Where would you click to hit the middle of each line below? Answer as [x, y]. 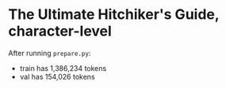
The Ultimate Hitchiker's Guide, [114, 15]
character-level [60, 31]
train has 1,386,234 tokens [63, 68]
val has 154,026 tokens [57, 76]
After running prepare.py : [50, 53]
